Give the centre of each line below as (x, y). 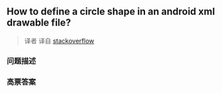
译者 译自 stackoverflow (59, 40)
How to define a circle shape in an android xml (111, 12)
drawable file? (39, 23)
